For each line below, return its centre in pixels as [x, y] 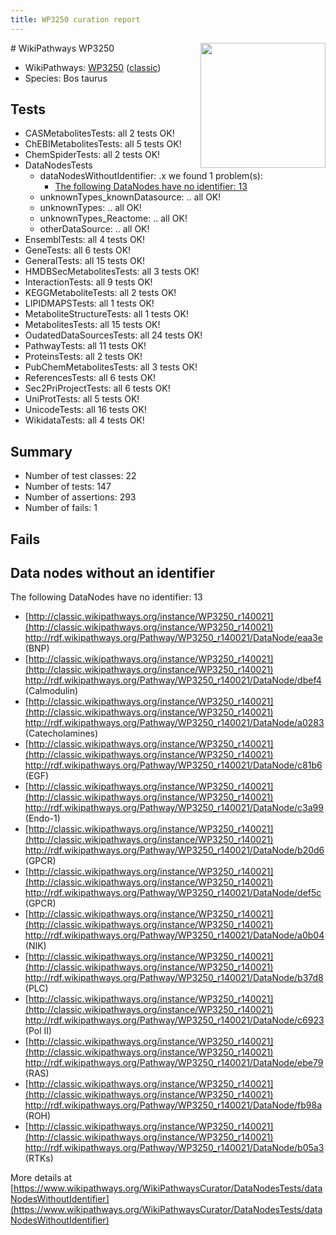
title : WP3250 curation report [75, 19]
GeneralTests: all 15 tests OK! [85, 261]
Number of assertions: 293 [80, 497]
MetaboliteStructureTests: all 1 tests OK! [106, 314]
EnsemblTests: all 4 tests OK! [85, 240]
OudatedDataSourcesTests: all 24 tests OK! [113, 335]
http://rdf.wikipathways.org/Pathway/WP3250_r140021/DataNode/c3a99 [174, 808]
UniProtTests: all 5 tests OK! [82, 399]
